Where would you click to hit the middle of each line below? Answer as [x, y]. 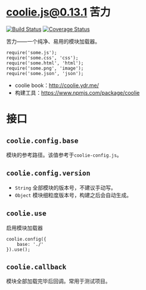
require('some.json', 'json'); [45, 73]
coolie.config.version [48, 173]
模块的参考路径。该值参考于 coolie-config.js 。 [64, 155]
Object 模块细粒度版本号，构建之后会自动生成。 [73, 195]
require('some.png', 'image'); [45, 68]
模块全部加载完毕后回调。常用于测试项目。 [58, 281]
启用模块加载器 [24, 227]
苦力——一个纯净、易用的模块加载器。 [53, 41]
